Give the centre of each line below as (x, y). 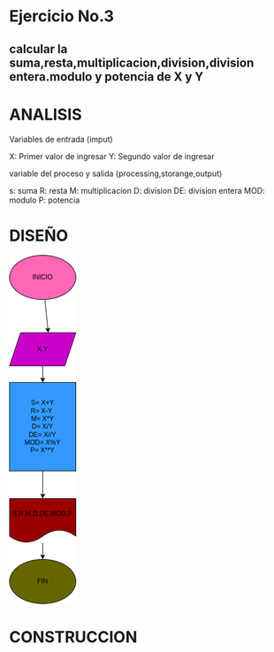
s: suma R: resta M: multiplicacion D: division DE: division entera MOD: (137, 190)
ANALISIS (46, 115)
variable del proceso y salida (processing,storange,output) (116, 173)
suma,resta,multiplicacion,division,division (132, 62)
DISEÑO (39, 235)
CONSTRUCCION (73, 637)
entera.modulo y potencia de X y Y (107, 77)
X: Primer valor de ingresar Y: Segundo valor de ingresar (112, 156)
